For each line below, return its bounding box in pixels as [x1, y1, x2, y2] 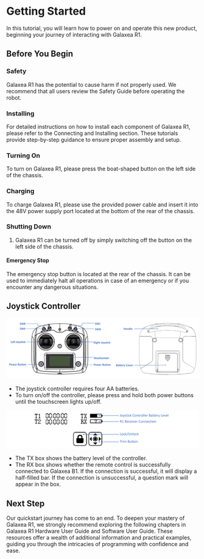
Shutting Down [6, 222, 52, 231]
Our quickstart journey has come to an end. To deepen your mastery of [6, 514, 185, 522]
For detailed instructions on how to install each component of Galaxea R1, [6, 123, 191, 130]
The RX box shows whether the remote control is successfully [15, 461, 171, 469]
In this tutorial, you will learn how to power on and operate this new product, [6, 24, 197, 32]
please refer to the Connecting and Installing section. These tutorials [6, 130, 178, 137]
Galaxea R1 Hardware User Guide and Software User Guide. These [6, 527, 173, 535]
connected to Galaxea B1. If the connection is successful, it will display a [15, 467, 197, 475]
